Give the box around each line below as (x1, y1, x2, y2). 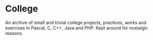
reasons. (5, 30, 24, 36)
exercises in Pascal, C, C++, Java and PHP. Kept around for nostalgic (5, 24, 148, 30)
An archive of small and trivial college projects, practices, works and (5, 19, 146, 25)
